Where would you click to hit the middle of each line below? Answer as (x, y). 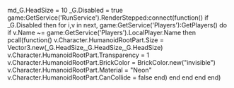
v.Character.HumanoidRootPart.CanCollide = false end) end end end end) (114, 77)
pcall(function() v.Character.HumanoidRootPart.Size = (86, 40)
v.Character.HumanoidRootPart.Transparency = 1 (78, 55)
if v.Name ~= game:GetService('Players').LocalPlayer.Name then (102, 32)
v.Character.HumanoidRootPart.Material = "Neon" (80, 70)
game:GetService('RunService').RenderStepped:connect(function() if (108, 18)
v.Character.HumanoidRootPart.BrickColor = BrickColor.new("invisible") (111, 62)
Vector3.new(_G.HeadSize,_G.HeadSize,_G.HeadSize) (85, 48)
